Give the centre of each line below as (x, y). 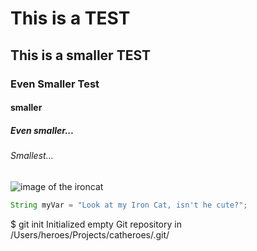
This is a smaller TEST (81, 55)
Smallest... (32, 156)
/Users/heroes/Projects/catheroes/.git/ (90, 234)
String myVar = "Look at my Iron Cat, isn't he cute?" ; (129, 205)
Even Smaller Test (55, 84)
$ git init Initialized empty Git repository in (96, 224)
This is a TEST (70, 18)
